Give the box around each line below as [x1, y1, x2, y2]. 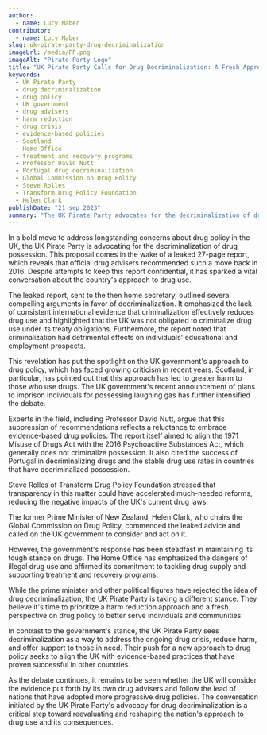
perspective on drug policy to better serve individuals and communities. [8, 611, 244, 621]
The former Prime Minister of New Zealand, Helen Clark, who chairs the [8, 513, 243, 522]
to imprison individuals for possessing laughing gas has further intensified [8, 390, 250, 400]
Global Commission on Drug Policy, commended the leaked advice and [8, 521, 241, 531]
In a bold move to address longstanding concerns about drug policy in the [8, 233, 250, 242]
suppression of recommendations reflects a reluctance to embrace [8, 423, 227, 432]
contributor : [8, 26, 52, 34]
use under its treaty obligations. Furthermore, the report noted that [8, 324, 226, 334]
